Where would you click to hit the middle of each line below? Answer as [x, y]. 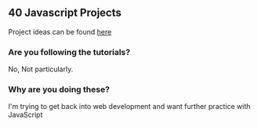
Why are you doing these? [59, 89]
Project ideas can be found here [60, 31]
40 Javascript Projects [65, 13]
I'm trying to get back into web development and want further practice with [129, 107]
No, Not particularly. [41, 69]
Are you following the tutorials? [69, 52]
